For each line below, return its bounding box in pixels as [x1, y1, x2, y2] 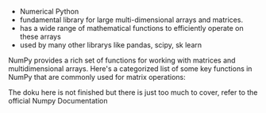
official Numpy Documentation [8, 96, 108, 105]
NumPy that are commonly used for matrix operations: [8, 73, 187, 81]
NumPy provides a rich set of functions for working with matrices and [8, 55, 236, 65]
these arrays [19, 32, 61, 41]
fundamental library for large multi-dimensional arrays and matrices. [19, 15, 244, 24]
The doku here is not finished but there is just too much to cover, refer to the [8, 88, 258, 97]
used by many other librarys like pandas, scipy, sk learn [19, 40, 202, 50]
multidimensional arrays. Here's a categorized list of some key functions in [8, 64, 253, 73]
